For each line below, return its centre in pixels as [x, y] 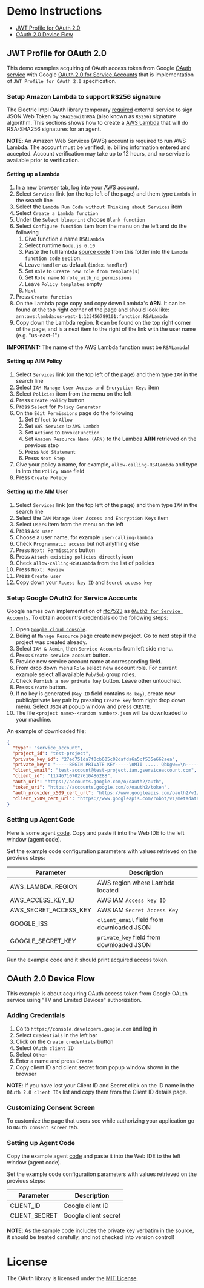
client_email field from [130, 920]
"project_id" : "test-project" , [52, 753]
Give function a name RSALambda [64, 239]
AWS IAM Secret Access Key [138, 910]
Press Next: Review [40, 569]
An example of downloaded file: [47, 731]
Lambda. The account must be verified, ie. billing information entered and [98, 147]
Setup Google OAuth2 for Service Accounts [72, 598]
